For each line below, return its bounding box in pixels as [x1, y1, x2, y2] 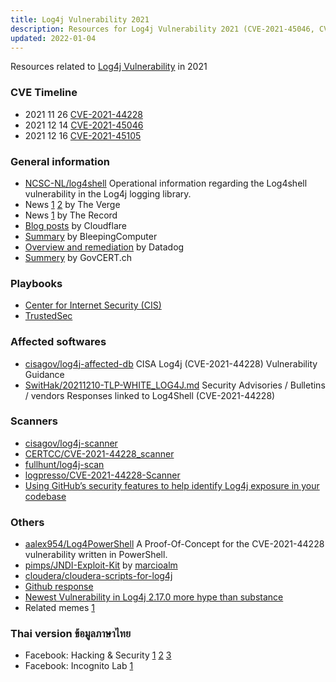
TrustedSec [24, 310, 73, 322]
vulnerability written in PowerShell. [24, 549, 168, 561]
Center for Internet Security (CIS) [24, 299, 162, 311]
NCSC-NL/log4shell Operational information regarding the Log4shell [24, 177, 308, 189]
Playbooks [10, 276, 63, 290]
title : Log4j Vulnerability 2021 [10, 14, 150, 25]
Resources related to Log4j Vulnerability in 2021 [10, 61, 208, 73]
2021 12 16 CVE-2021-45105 [24, 129, 142, 141]
